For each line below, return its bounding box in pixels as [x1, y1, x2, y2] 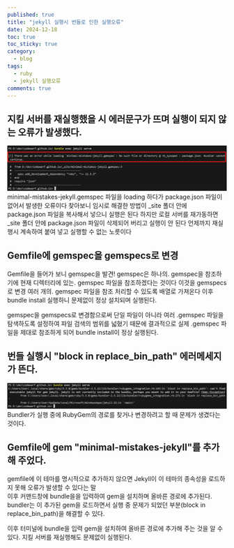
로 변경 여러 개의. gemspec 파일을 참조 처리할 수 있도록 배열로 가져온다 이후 [7, 287, 214, 296]
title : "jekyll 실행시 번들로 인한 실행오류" [7, 18, 124, 26]
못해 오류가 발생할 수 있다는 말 [14, 483, 96, 492]
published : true [7, 11, 54, 18]
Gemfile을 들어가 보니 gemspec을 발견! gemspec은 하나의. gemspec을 [7, 269, 204, 278]
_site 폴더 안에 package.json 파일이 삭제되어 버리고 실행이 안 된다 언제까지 [7, 219, 211, 227]
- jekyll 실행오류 [13, 77, 61, 84]
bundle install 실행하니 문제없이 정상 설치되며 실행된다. [7, 296, 157, 304]
